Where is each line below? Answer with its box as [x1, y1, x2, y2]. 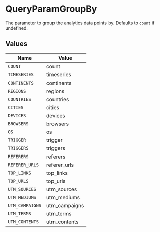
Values [5, 40, 28, 48]
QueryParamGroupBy [5, 3, 97, 15]
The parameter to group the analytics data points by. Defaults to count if [5, 20, 155, 26]
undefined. [5, 25, 28, 31]
